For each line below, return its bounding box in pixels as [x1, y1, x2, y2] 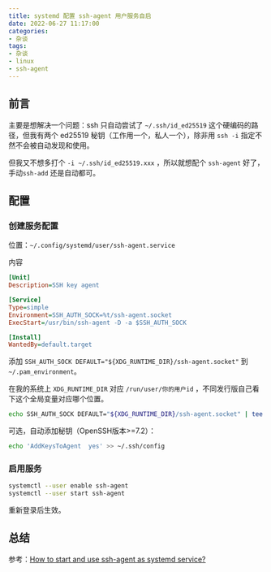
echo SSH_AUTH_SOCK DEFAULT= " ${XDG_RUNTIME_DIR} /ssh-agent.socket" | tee [8, 410, 264, 418]
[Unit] [8, 274, 31, 282]
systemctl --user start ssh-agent [8, 489, 126, 498]
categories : [8, 27, 49, 35]
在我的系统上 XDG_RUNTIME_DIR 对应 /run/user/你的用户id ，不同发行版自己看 [8, 383, 260, 394]
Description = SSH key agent [8, 281, 100, 289]
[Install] [8, 333, 42, 341]
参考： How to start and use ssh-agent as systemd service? [8, 554, 206, 564]
